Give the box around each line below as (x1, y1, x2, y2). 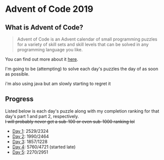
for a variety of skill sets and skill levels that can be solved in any (17, 41, 149, 47)
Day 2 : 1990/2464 (12, 133, 49, 139)
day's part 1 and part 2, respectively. (5, 113, 79, 119)
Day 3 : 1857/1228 (12, 138, 48, 144)
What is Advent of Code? (5, 23, 84, 32)
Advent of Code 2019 (5, 3, 94, 15)
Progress (5, 95, 33, 103)
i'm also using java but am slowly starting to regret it (5, 80, 111, 86)
